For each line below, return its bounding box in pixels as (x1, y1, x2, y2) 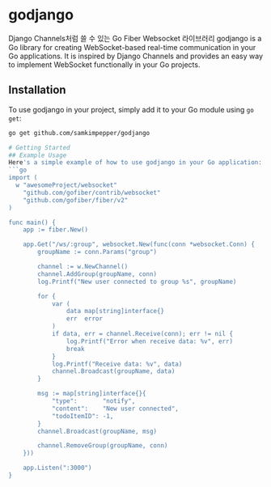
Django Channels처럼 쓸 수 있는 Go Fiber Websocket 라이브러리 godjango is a (8, 33, 262, 43)
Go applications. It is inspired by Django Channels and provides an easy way (8, 51, 264, 61)
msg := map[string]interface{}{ (37, 390, 147, 398)
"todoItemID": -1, (51, 412, 114, 420)
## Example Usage (8, 151, 67, 159)
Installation (8, 83, 66, 97)
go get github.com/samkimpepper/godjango (8, 129, 150, 137)
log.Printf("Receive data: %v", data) (51, 360, 183, 368)
